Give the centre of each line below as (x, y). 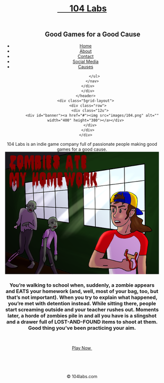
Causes (86, 67)
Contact (85, 56)
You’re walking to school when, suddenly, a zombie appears (82, 285)
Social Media (86, 61)
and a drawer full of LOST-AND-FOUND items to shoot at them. (82, 322)
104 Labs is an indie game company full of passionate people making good (82, 144)
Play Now (82, 348)
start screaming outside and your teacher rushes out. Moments (82, 310)
